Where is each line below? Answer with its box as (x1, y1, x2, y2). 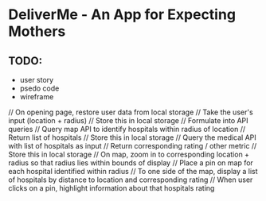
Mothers (8, 22, 66, 41)
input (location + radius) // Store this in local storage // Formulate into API (8, 116, 248, 125)
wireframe (19, 92, 54, 101)
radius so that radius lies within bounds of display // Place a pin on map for (8, 158, 253, 168)
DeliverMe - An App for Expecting (8, 6, 237, 24)
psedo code (19, 83, 60, 93)
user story (19, 75, 54, 84)
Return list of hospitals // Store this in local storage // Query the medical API (8, 133, 256, 142)
